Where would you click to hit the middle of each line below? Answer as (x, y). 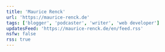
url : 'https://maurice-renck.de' (48, 17)
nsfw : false (21, 34)
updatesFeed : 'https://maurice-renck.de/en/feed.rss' (75, 28)
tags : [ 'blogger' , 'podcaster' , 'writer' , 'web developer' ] (83, 23)
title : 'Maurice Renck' (36, 12)
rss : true (19, 39)
